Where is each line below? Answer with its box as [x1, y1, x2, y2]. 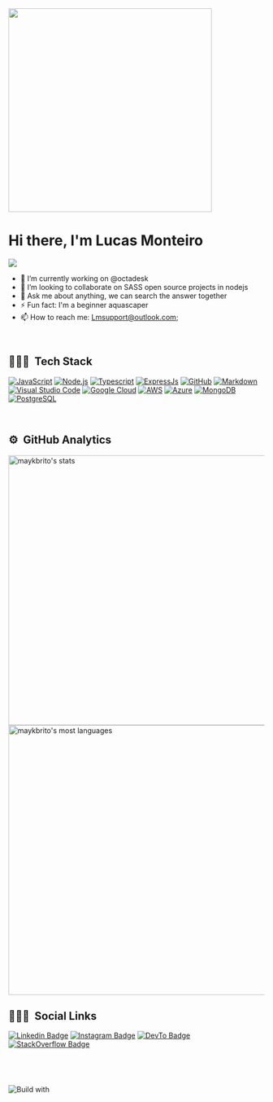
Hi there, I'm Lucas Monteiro [8, 231, 204, 250]
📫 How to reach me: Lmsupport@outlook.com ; [19, 312, 179, 322]
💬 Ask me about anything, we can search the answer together [19, 291, 227, 301]
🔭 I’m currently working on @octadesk [19, 273, 149, 283]
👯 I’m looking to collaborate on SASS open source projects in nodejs [19, 282, 249, 292]
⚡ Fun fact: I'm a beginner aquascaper [19, 300, 149, 310]
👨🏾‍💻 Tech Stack [8, 354, 93, 369]
